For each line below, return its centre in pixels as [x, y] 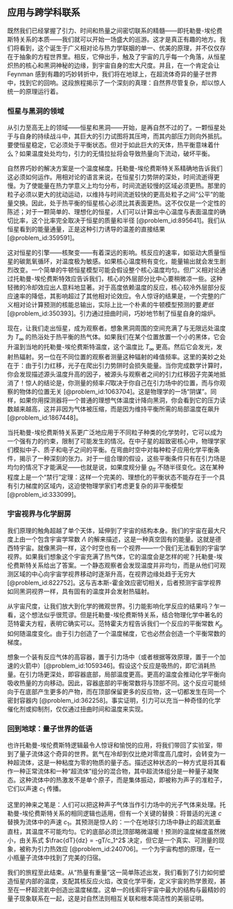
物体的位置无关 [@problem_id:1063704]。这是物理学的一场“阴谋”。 [115, 391]
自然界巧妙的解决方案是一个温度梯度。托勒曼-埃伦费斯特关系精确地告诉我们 [115, 168]
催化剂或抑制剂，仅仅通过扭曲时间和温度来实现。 [77, 709]
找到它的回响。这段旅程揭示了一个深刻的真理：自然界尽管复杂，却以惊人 [122, 83]
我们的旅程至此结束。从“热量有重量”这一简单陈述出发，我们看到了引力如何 [113, 873]
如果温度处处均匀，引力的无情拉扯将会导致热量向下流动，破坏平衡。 [116, 154]
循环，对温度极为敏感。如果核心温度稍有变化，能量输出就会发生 [128, 261]
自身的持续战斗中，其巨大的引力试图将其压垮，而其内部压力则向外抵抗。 [122, 136]
